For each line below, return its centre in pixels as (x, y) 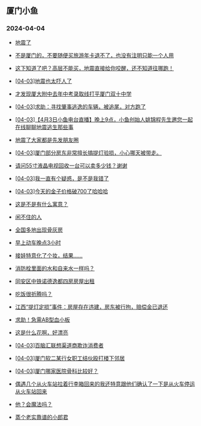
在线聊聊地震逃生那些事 (44, 127)
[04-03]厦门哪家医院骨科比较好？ (56, 371)
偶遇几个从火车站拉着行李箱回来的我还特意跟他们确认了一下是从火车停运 (105, 384)
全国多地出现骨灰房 (39, 230)
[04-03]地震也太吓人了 (43, 81)
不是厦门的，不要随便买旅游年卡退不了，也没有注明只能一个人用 (94, 55)
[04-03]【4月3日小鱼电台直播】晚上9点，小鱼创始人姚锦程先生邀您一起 (104, 119)
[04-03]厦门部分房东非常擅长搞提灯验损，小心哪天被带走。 (88, 152)
